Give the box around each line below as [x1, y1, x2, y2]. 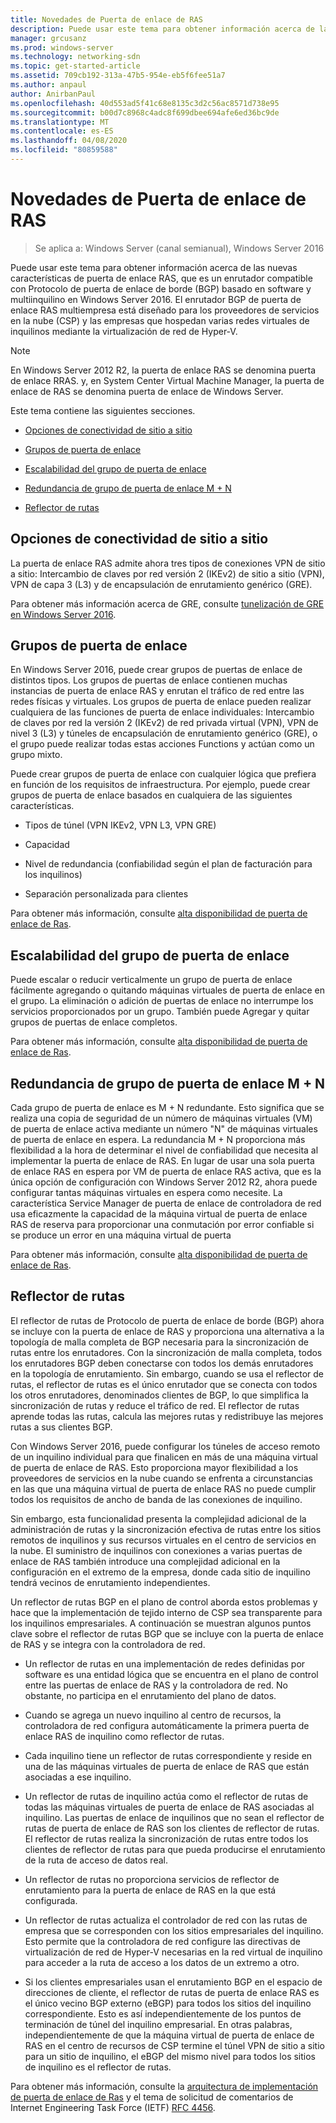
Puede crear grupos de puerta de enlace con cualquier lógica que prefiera [10, 768, 317, 780]
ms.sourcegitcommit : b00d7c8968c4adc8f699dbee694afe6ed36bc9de [10, 107, 280, 118]
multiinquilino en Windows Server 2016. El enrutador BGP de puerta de [10, 293, 302, 305]
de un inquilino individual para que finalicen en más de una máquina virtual [10, 1451, 318, 1463]
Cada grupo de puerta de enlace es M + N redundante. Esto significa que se [10, 1102, 325, 1114]
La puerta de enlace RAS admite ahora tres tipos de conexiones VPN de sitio [10, 557, 326, 569]
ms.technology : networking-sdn [10, 52, 141, 62]
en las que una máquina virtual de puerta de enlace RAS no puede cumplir [10, 1482, 317, 1495]
